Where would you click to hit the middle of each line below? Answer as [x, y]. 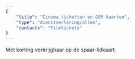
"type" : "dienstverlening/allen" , [58, 22]
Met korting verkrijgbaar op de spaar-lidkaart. [61, 50]
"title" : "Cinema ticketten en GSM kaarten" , [73, 17]
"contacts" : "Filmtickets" [49, 28]
